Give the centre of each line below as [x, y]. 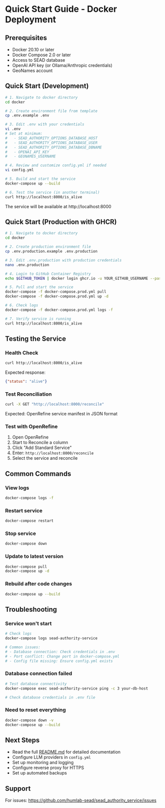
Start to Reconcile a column [40, 442]
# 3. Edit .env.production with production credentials [63, 260]
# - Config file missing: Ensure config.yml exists [59, 661]
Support [18, 789]
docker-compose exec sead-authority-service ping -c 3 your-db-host [77, 688]
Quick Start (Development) [47, 86]
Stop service [21, 534]
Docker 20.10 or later [33, 50]
